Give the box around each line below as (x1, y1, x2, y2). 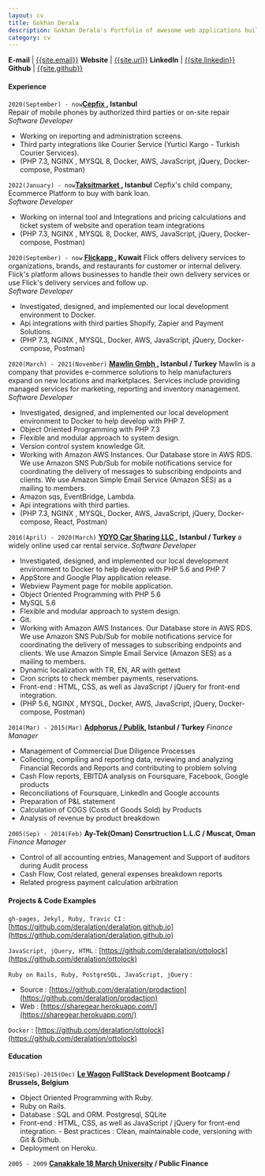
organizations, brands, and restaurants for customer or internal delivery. (8, 262, 242, 271)
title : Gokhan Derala (8, 19, 80, 27)
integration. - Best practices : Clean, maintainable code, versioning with (19, 1126, 252, 1136)
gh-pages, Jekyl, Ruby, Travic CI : (8, 914, 126, 923)
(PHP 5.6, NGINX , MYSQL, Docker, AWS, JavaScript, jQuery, (19, 699, 217, 708)
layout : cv (8, 11, 44, 20)
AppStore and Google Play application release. (19, 573, 171, 582)
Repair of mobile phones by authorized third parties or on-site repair (8, 107, 230, 117)
